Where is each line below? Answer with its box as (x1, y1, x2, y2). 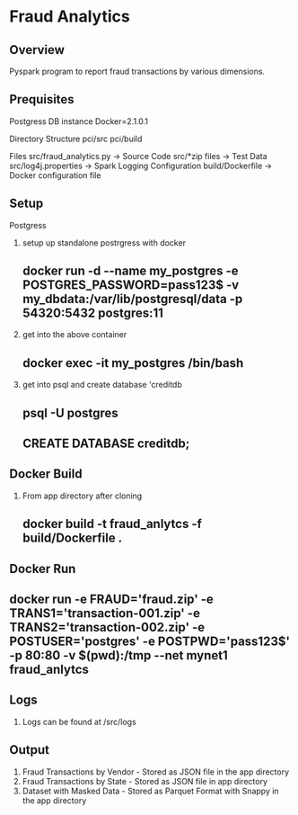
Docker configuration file (9, 169, 101, 181)
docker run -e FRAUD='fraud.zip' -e (9, 592, 214, 607)
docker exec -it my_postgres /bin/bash (22, 355, 244, 371)
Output (9, 742, 49, 757)
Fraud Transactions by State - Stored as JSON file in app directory (22, 775, 267, 786)
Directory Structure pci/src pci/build (9, 133, 143, 144)
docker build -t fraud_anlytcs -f (22, 516, 202, 532)
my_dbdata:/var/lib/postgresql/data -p (22, 291, 243, 307)
